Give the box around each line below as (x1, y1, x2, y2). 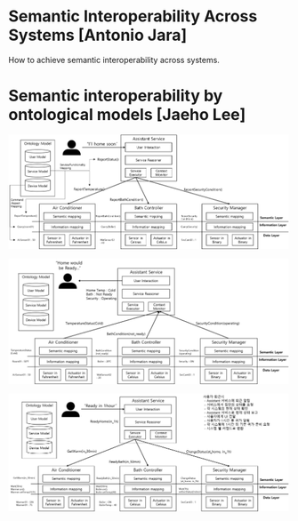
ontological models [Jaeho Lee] (8, 105, 246, 125)
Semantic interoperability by (8, 86, 223, 106)
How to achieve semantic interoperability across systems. (8, 54, 220, 65)
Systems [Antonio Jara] (8, 25, 188, 45)
